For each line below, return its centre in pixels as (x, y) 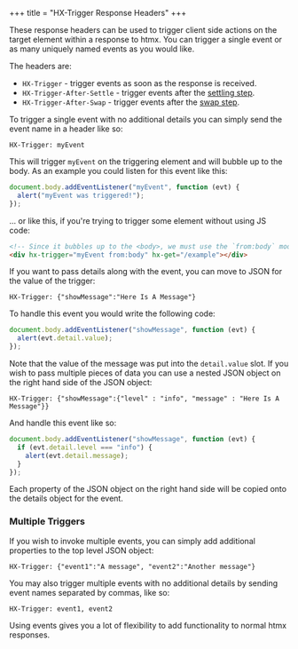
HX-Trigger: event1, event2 (61, 609)
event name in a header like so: (66, 129)
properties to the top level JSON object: (82, 550)
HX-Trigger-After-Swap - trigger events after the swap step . (131, 102)
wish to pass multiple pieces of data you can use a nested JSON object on (145, 373)
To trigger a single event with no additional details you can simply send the (146, 119)
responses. (30, 635)
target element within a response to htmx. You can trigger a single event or (145, 40)
